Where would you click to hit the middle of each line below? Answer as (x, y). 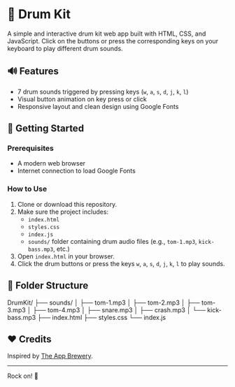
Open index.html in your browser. (66, 256)
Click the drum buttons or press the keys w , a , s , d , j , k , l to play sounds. (121, 263)
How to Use (27, 189)
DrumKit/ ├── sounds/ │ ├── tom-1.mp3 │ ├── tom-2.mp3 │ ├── (104, 302)
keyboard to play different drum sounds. (65, 48)
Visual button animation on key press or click (82, 99)
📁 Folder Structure (48, 286)
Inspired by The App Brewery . (50, 356)
